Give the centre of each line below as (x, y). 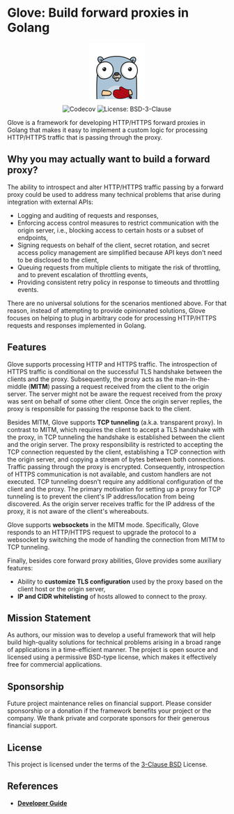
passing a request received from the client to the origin (130, 386)
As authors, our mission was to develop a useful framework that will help (111, 635)
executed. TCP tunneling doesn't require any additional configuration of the (116, 481)
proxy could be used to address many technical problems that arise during (114, 194)
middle (17, 386)
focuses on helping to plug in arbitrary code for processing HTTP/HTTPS (112, 318)
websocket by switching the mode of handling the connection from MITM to (116, 540)
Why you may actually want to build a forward (109, 160)
